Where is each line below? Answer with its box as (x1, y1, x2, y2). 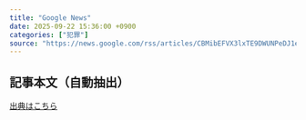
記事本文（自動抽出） (9, 75, 129, 90)
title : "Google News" (9, 13, 92, 23)
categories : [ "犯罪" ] (9, 30, 89, 39)
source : (9, 38, 39, 48)
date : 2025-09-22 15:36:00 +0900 (9, 22, 137, 31)
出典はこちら (9, 101, 57, 112)
